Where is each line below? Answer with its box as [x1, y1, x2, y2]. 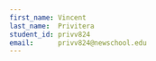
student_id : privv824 [9, 30, 91, 39]
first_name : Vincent [9, 13, 87, 22]
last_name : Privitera [9, 22, 95, 30]
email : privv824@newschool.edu [9, 38, 147, 48]
